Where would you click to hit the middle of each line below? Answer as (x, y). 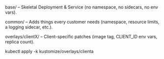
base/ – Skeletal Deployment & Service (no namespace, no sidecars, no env (82, 7)
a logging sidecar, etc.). (29, 27)
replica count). (20, 42)
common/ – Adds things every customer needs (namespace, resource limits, (82, 22)
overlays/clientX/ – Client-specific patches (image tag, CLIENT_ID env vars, (81, 37)
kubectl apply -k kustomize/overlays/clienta (49, 51)
